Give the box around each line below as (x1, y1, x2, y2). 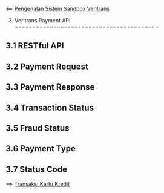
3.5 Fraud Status (5, 123, 70, 133)
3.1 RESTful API (5, 41, 64, 51)
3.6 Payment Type (5, 143, 76, 154)
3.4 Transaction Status (5, 102, 94, 113)
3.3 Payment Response (5, 82, 95, 93)
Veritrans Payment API (14, 17, 71, 24)
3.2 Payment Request (5, 61, 88, 71)
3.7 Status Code (5, 164, 68, 174)
